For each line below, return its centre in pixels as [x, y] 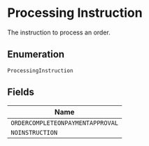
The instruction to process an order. [59, 32]
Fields [21, 92]
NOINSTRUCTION [34, 132]
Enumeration [36, 54]
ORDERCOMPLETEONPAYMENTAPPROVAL [65, 123]
